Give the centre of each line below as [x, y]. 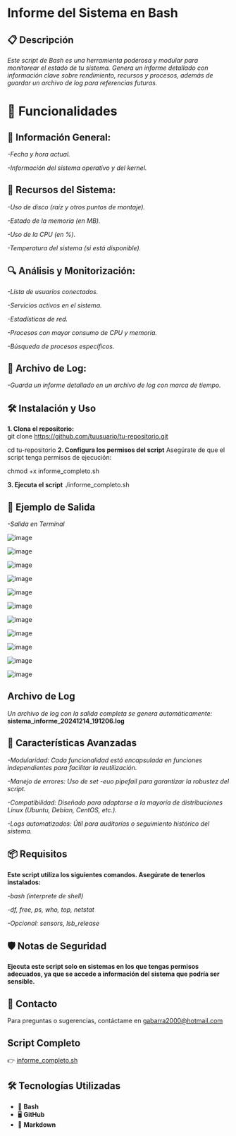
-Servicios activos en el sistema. [55, 305]
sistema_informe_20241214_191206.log [66, 721]
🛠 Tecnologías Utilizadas [64, 1086]
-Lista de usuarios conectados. [53, 291]
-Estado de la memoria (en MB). [54, 221]
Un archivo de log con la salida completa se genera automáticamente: [110, 713]
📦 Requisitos [37, 854]
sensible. [21, 982]
